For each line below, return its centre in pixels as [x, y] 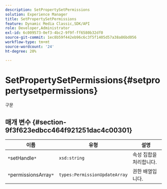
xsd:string [72, 158]
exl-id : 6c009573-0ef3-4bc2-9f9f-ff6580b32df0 [54, 33]
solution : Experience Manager [37, 14]
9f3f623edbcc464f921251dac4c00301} [69, 130]
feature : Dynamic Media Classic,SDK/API [48, 24]
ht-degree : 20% [21, 51]
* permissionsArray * [31, 175]
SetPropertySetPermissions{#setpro [83, 80]
